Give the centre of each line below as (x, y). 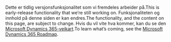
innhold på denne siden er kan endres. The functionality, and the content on (85, 18)
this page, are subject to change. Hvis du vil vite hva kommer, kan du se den (86, 23)
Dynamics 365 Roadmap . (32, 34)
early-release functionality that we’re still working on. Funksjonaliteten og (82, 13)
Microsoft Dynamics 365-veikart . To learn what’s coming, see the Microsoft (84, 29)
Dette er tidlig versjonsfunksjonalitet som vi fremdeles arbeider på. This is (82, 7)
